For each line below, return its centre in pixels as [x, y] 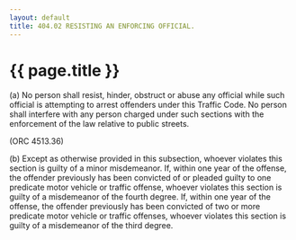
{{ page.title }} [65, 71]
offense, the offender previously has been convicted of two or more [135, 207]
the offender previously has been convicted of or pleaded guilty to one [140, 178]
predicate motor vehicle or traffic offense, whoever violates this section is [146, 187]
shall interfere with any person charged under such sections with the [137, 114]
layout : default [40, 18]
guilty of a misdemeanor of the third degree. [91, 226]
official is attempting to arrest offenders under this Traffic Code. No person [148, 105]
